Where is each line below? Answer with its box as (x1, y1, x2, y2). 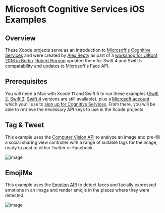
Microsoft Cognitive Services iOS (5, 3, 145, 15)
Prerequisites (5, 77, 48, 86)
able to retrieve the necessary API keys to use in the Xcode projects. (5, 106, 145, 112)
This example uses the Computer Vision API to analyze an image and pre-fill (5, 134, 161, 140)
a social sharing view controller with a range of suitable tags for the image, (5, 139, 158, 145)
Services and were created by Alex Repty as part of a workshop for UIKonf (5, 52, 158, 58)
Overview (5, 34, 36, 42)
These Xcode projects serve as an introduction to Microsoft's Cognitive (5, 47, 151, 53)
